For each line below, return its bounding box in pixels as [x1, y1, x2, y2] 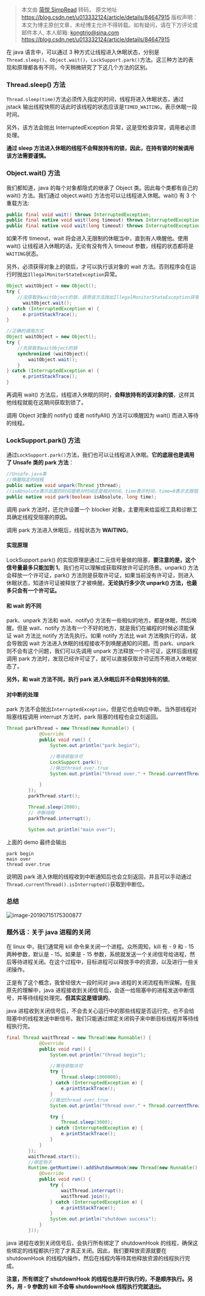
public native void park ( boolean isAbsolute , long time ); [6, 494, 157, 500]
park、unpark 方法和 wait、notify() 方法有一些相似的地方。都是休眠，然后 [6, 617, 192, 624]
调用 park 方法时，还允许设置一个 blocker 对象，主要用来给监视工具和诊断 [6, 505, 192, 513]
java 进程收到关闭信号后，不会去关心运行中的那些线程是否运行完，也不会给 [6, 1007, 195, 1015]
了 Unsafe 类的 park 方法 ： [6, 459, 74, 466]
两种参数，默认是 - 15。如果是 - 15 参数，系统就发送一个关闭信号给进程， [6, 951, 190, 958]
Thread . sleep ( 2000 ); [28, 804, 81, 810]
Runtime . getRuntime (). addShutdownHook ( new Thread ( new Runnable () [28, 1165, 198, 1171]
